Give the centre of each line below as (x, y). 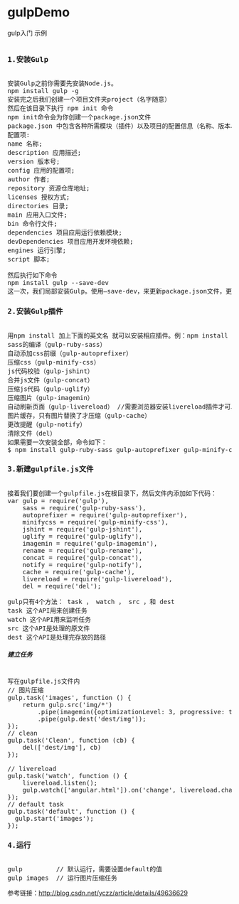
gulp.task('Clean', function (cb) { (71, 740)
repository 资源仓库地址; (49, 188)
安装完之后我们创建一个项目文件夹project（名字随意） (89, 99)
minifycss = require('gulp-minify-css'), (96, 522)
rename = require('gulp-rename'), (83, 550)
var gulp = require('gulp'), (58, 501)
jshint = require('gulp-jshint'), (83, 529)
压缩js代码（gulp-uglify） (51, 389)
